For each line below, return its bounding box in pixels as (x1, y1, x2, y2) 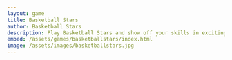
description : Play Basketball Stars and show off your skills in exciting (7, 29, 227, 37)
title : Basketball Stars (7, 17, 79, 23)
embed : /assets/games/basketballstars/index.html (7, 36, 153, 43)
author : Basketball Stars (7, 23, 81, 30)
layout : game (7, 10, 45, 17)
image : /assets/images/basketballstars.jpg (7, 42, 135, 49)
